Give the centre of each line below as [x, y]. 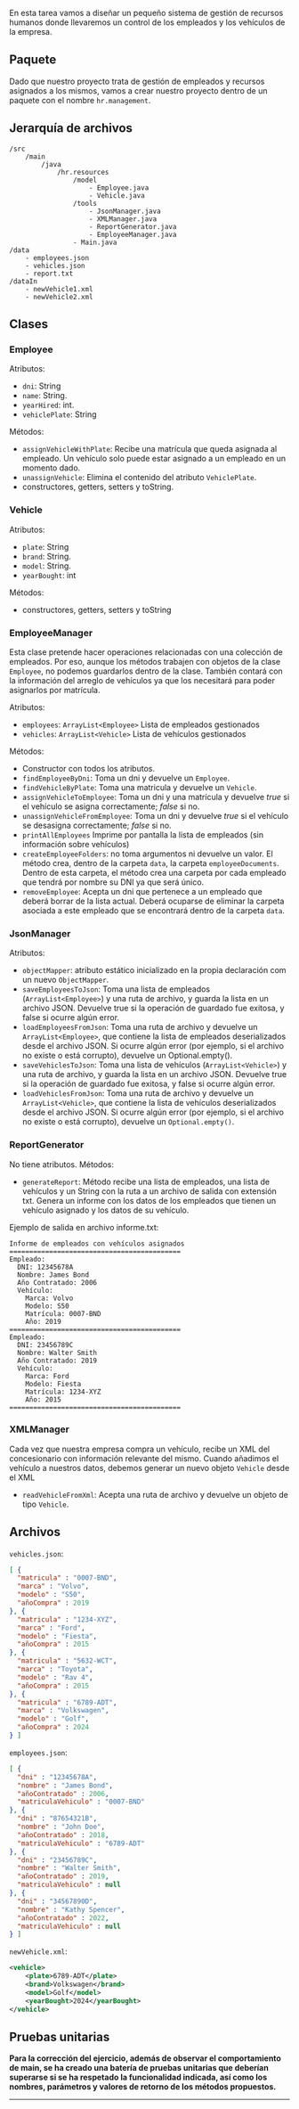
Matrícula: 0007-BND [63, 1313]
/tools [85, 203]
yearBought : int [49, 575]
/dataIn [24, 281]
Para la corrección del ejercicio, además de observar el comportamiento [145, 2058]
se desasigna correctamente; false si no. [97, 825]
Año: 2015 [44, 1399]
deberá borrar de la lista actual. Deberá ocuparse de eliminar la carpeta [153, 901]
